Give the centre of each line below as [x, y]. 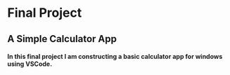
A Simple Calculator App [62, 39]
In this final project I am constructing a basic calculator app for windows [115, 57]
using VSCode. [30, 64]
